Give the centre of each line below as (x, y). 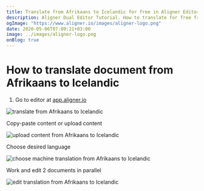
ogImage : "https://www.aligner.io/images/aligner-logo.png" (84, 23)
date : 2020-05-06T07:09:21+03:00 (49, 29)
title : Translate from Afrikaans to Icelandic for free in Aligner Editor (103, 12)
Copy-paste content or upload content (54, 123)
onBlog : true (23, 40)
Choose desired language (39, 147)
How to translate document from (90, 70)
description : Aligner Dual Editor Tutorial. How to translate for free (99, 18)
